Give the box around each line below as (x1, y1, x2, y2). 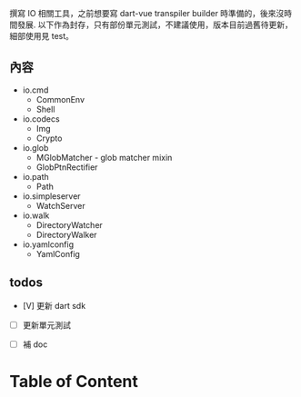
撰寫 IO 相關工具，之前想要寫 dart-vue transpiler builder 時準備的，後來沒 (9, 8, 285, 18)
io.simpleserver (22, 190, 81, 202)
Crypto (35, 133, 63, 144)
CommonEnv (35, 94, 85, 104)
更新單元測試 (22, 319, 71, 330)
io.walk (22, 210, 50, 221)
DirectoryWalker (35, 229, 97, 240)
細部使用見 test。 (9, 31, 75, 41)
